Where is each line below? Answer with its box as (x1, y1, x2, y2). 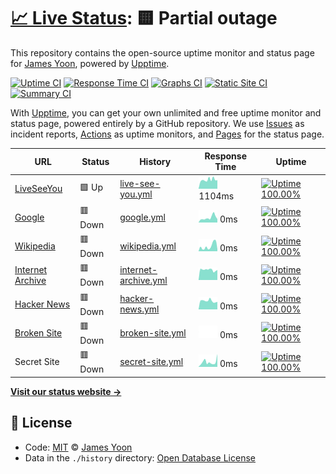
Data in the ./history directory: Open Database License (24, 451, 256, 464)
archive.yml (119, 274, 168, 286)
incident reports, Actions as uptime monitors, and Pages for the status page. (10, 128, 325, 140)
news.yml (119, 303, 160, 315)
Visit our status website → (10, 385, 122, 397)
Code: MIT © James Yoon (24, 441, 133, 453)
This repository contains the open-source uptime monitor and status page (10, 46, 315, 59)
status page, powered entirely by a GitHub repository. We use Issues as (10, 117, 305, 129)
